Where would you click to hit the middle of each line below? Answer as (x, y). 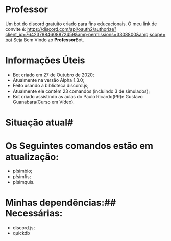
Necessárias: (34, 214)
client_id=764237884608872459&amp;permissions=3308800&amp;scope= (86, 34)
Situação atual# (39, 123)
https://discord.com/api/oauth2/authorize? (72, 29)
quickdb (21, 233)
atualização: (32, 157)
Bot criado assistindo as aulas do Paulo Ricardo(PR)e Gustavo (78, 96)
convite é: (16, 29)
